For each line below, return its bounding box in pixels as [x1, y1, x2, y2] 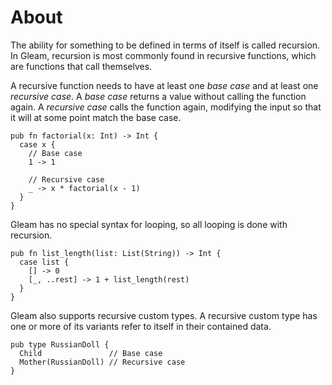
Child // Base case [19, 348, 163, 358]
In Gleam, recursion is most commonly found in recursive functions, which [10, 49, 317, 61]
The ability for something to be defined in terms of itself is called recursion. [10, 39, 321, 51]
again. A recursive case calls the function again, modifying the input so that [10, 101, 322, 113]
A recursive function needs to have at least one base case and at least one [10, 79, 319, 91]
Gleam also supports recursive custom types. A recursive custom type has [10, 309, 318, 321]
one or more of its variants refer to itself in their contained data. [10, 320, 272, 332]
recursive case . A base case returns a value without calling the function [10, 90, 307, 102]
